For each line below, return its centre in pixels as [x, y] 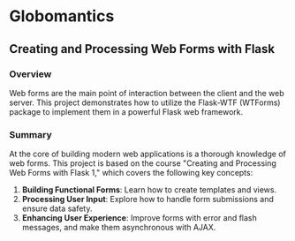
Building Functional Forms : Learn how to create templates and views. [149, 190]
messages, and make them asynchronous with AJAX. [119, 228]
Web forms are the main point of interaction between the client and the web [147, 93]
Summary [31, 134]
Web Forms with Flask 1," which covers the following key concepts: [131, 173]
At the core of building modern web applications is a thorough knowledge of [148, 154]
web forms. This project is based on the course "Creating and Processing [143, 163]
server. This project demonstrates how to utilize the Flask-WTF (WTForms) [145, 102]
